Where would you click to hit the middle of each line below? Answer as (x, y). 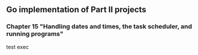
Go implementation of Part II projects (76, 10)
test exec (17, 47)
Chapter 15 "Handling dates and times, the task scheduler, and (99, 27)
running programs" (35, 34)
